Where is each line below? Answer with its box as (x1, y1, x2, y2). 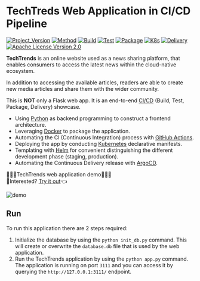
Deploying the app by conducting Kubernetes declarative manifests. (14, 140, 183, 147)
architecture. (14, 121, 47, 128)
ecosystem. (6, 67, 35, 74)
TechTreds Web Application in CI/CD (6, 4, 191, 18)
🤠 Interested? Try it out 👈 (6, 178, 67, 185)
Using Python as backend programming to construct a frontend (14, 115, 171, 122)
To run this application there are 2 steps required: (6, 224, 128, 231)
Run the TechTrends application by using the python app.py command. (14, 255, 189, 262)
